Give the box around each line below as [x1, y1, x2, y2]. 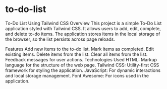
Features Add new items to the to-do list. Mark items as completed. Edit [5, 46, 154, 52]
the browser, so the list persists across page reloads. [5, 36, 115, 42]
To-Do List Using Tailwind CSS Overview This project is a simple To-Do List [5, 20, 162, 26]
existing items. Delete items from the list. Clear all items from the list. [5, 51, 148, 57]
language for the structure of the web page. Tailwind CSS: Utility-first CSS [5, 62, 159, 68]
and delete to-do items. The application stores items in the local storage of [5, 31, 160, 37]
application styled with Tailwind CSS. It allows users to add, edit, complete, [5, 25, 161, 31]
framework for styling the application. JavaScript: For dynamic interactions [5, 67, 160, 73]
